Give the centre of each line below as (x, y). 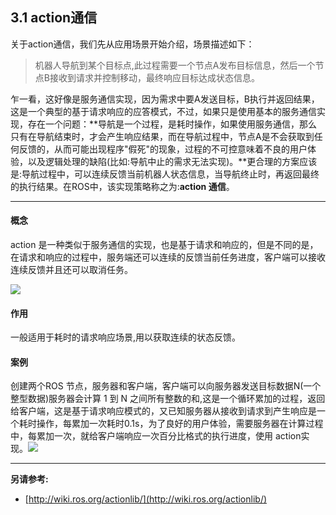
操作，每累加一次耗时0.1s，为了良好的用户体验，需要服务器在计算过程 (180, 424)
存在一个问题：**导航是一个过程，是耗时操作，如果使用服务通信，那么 (172, 124)
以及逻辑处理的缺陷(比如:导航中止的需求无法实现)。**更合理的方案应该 (172, 161)
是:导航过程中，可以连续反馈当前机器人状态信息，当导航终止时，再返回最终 (165, 174)
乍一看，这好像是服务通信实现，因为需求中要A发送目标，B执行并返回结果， (165, 99)
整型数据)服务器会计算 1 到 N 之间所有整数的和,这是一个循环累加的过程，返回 (168, 399)
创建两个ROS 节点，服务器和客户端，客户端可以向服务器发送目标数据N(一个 (166, 386)
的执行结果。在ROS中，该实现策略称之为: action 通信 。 (122, 186)
